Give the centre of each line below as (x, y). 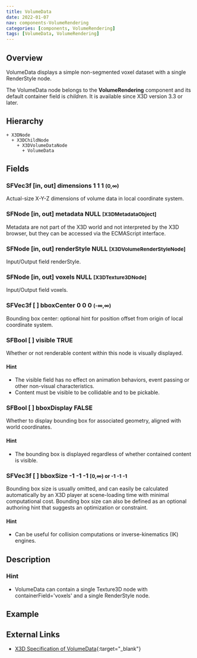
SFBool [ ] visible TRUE (39, 340)
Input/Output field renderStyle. (44, 262)
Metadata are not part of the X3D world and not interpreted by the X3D (93, 227)
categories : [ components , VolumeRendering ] (61, 28)
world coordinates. (29, 427)
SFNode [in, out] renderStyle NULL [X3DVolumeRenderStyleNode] (96, 248)
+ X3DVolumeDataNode (42, 145)
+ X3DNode (18, 135)
